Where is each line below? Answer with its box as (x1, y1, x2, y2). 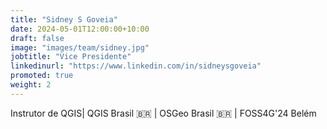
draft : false (10, 33, 65, 43)
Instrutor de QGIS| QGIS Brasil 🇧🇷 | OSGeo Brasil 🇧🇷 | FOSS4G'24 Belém (10, 107, 317, 119)
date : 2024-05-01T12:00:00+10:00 (10, 24, 150, 34)
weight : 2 (10, 80, 52, 90)
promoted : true (10, 71, 74, 81)
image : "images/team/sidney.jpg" (10, 42, 150, 53)
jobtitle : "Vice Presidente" (10, 52, 132, 62)
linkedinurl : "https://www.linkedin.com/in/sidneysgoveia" (10, 61, 262, 71)
